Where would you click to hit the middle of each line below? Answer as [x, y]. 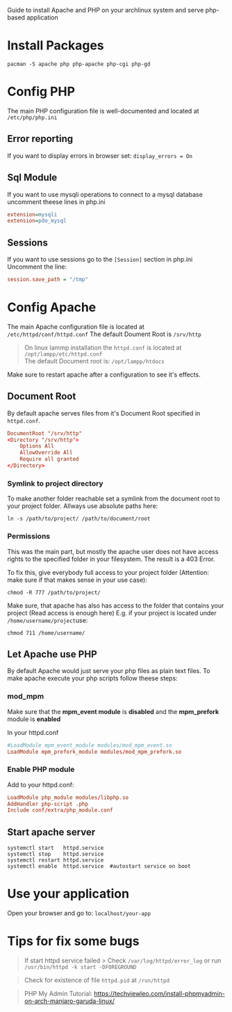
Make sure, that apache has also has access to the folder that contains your [116, 606]
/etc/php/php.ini [32, 118]
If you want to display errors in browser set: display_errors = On [100, 155]
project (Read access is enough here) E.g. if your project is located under [112, 612]
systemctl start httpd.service [56, 848]
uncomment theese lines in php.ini [56, 202]
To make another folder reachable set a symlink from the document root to [114, 499]
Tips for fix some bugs [73, 941]
